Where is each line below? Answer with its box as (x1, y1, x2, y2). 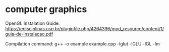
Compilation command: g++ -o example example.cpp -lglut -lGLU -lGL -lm (5, 40, 160, 46)
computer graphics (5, 4, 87, 15)
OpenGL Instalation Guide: (5, 20, 60, 26)
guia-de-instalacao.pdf (5, 31, 53, 37)
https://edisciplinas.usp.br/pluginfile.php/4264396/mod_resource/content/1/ (5, 25, 164, 31)
